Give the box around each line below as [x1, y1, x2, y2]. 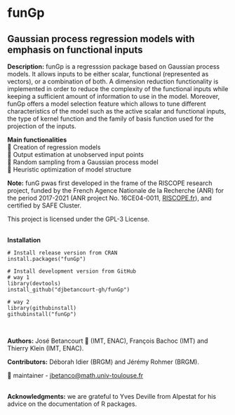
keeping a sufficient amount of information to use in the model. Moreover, [7, 93, 220, 100]
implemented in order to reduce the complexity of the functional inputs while [7, 85, 229, 93]
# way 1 [7, 274, 30, 281]
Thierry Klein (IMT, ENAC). [7, 344, 84, 352]
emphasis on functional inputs [7, 43, 143, 55]
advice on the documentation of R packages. [7, 400, 137, 408]
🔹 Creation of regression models [7, 143, 101, 151]
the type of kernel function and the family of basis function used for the [7, 114, 214, 123]
